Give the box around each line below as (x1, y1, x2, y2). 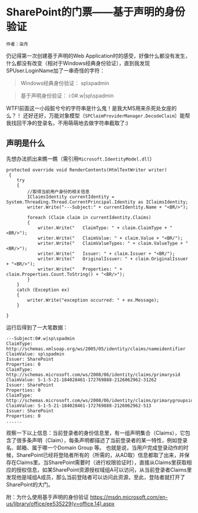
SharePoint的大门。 (6, 481, 54, 488)
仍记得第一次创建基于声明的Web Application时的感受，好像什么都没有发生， (6, 52, 190, 59)
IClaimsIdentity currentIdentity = (27, 194, 115, 200)
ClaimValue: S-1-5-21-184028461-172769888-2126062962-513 (6, 403, 151, 409)
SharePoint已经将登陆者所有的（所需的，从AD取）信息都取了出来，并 (16, 451, 184, 458)
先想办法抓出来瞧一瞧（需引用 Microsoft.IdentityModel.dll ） (6, 155, 155, 162)
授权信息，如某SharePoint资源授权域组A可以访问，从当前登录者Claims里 (16, 466, 193, 473)
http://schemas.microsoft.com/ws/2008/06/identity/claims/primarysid (6, 371, 181, 378)
